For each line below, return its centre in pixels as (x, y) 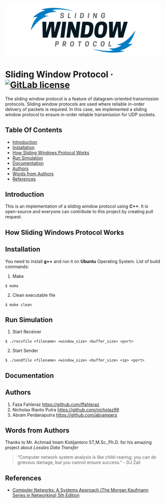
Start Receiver (27, 332)
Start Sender (25, 351)
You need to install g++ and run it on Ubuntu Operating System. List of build (83, 261)
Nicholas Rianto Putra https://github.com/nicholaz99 (66, 409)
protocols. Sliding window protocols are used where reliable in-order (75, 104)
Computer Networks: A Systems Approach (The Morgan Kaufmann (81, 490)
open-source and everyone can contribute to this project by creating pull (79, 212)
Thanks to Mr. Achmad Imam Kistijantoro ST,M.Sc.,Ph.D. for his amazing (79, 443)
